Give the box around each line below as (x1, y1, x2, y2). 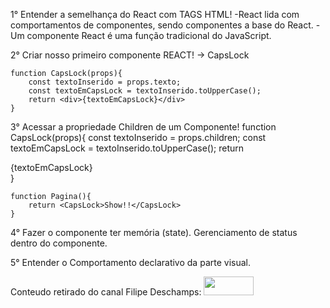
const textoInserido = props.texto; (28, 77, 182, 87)
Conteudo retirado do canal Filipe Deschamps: (10, 286, 202, 298)
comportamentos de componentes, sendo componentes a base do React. (10, 19, 314, 31)
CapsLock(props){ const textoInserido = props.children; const (10, 132, 267, 143)
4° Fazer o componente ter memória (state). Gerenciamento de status (10, 227, 298, 238)
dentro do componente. (10, 237, 108, 249)
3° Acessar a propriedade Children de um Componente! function (10, 121, 277, 133)
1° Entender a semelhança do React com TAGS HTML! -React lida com (10, 9, 300, 20)
